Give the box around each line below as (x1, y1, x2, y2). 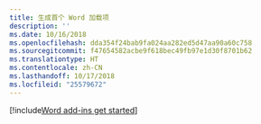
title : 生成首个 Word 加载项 (9, 13, 110, 22)
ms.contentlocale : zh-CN (9, 64, 103, 73)
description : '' (9, 22, 70, 31)
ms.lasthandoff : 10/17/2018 (9, 72, 116, 81)
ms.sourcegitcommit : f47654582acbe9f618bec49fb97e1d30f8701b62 (9, 47, 253, 56)
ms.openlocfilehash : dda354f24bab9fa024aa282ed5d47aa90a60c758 (9, 38, 253, 48)
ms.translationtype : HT (9, 55, 99, 64)
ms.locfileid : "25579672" (9, 80, 107, 89)
